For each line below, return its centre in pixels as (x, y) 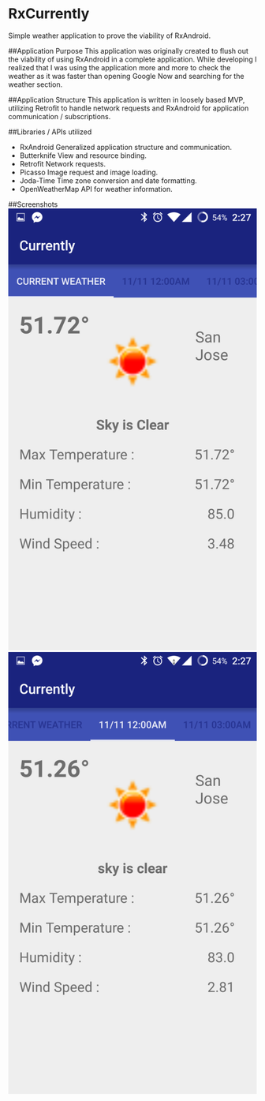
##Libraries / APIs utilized (50, 132)
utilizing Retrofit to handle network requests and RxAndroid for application (129, 108)
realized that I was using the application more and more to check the (119, 67)
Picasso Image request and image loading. (89, 172)
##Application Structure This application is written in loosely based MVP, (127, 99)
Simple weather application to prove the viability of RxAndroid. (110, 36)
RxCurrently (49, 14)
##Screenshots (33, 204)
